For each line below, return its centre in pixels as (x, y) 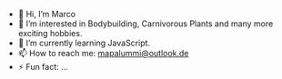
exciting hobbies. (50, 33)
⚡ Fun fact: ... (43, 67)
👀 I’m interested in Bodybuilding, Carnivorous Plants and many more (146, 24)
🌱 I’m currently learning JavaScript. (84, 43)
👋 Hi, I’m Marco (46, 14)
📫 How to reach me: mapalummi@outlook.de (103, 53)
